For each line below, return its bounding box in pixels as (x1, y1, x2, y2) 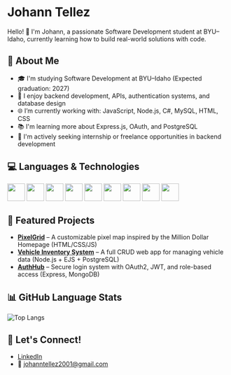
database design (17, 99, 66, 107)
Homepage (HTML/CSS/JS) (17, 241, 97, 249)
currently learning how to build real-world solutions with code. (27, 34, 206, 43)
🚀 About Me (7, 55, 59, 67)
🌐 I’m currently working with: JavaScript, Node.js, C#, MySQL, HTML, (17, 106, 218, 115)
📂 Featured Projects (7, 214, 95, 226)
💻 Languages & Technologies (7, 161, 140, 173)
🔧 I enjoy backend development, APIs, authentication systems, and (17, 92, 210, 100)
